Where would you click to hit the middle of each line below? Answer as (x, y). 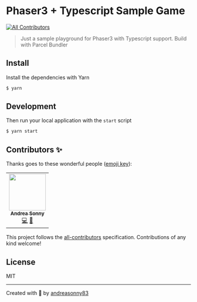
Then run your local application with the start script (69, 120)
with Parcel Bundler (44, 45)
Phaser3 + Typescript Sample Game (96, 11)
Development (31, 107)
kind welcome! (24, 244)
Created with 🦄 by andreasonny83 (47, 293)
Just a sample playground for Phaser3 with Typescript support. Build (103, 38)
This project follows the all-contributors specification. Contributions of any (96, 237)
